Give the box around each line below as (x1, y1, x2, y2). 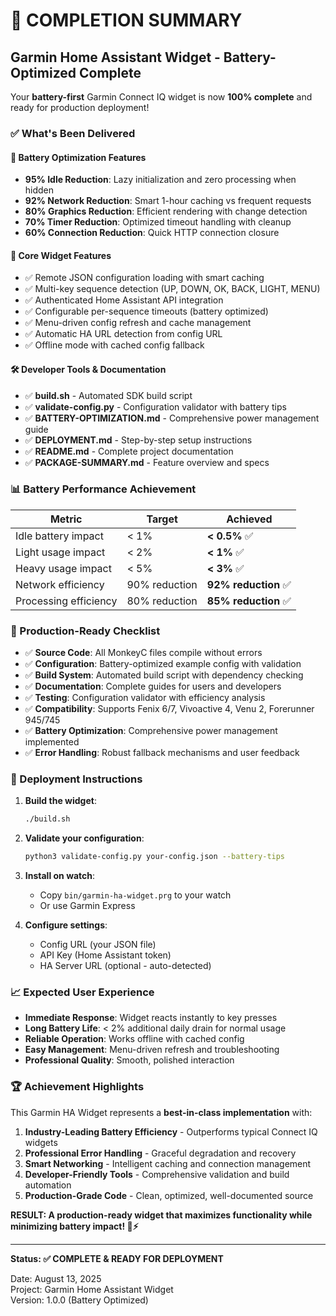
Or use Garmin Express (39, 900, 136, 912)
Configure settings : (24, 919, 108, 931)
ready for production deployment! (10, 102, 150, 113)
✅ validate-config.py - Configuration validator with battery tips (24, 400, 287, 413)
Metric (49, 512, 83, 526)
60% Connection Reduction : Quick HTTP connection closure (24, 227, 280, 239)
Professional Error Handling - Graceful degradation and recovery (24, 1147, 297, 1159)
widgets (24, 1136, 58, 1148)
